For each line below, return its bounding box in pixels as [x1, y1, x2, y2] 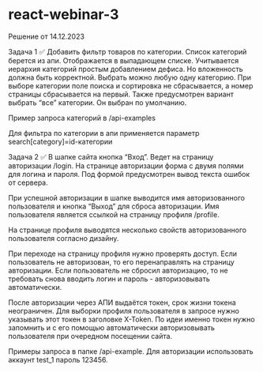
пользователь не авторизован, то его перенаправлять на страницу [8, 257, 235, 266]
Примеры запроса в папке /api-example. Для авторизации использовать [8, 346, 254, 356]
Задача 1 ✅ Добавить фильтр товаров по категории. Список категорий [8, 47, 247, 56]
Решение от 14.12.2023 [8, 32, 85, 41]
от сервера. [8, 178, 49, 187]
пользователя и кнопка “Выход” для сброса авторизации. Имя [8, 201, 220, 211]
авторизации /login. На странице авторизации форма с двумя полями [8, 160, 244, 171]
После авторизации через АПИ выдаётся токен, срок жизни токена [8, 298, 237, 307]
